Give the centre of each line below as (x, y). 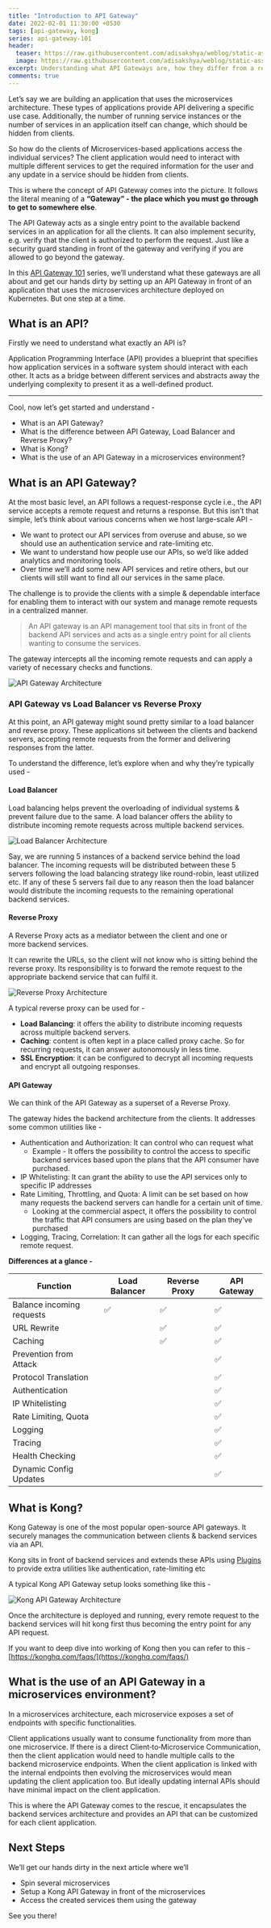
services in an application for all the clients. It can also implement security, (132, 231)
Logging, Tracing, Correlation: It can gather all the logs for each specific (140, 1237)
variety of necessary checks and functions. (81, 668)
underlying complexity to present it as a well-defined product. (111, 385)
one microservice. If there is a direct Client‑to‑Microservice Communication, (135, 1747)
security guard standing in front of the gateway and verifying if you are (126, 248)
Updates (29, 1479)
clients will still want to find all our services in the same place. (123, 578)
